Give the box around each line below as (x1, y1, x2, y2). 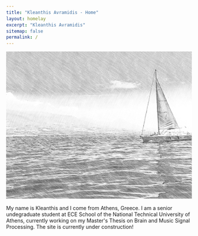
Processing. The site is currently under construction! (6, 224, 134, 231)
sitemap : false (6, 28, 44, 34)
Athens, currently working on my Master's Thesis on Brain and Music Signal (6, 217, 190, 224)
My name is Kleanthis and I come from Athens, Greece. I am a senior (6, 205, 173, 212)
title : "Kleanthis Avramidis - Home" (6, 9, 99, 15)
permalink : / (6, 34, 38, 41)
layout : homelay (6, 15, 46, 22)
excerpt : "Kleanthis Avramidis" (6, 22, 85, 28)
